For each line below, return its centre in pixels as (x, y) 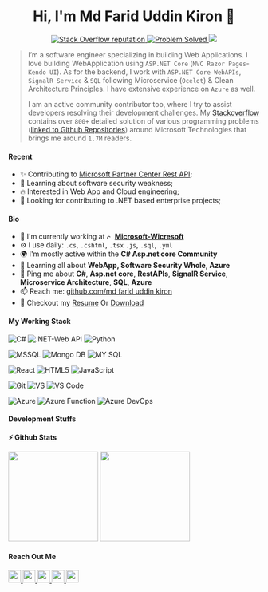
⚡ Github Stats (33, 437)
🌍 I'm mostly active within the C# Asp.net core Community (118, 254)
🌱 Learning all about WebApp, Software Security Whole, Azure (125, 266)
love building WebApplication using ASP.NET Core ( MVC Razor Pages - (138, 63)
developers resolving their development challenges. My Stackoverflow (144, 112)
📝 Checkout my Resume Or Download (82, 303)
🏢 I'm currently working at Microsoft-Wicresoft (102, 237)
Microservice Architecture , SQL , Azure (86, 282)
